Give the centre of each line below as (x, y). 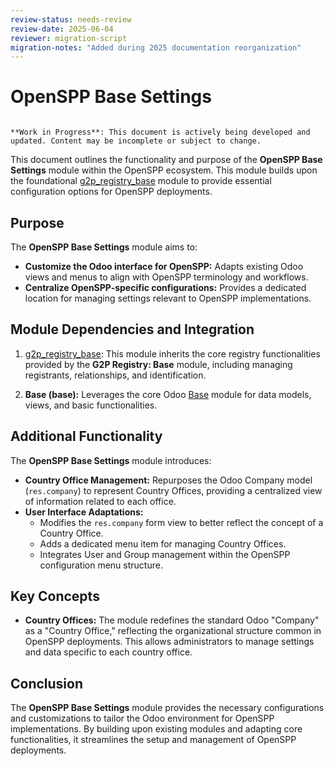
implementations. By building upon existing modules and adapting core (156, 729)
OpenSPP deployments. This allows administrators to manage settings (169, 642)
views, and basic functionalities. (91, 405)
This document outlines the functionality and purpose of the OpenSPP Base (166, 160)
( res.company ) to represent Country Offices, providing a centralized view (173, 490)
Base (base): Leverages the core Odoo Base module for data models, (168, 394)
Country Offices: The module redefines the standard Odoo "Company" (172, 620)
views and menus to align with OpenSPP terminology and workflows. (166, 277)
